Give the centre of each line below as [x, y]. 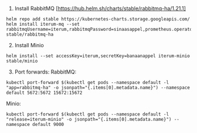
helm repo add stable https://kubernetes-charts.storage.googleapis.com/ [98, 19]
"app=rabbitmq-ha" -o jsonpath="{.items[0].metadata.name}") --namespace [98, 87]
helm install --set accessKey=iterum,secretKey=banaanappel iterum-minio [98, 56]
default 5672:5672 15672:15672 [44, 93]
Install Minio [29, 45]
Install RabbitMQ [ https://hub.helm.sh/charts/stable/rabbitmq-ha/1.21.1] [100, 8]
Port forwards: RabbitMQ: [45, 72]
